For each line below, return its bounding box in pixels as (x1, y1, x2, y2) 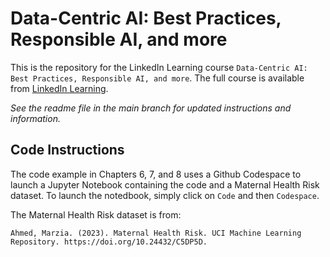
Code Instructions (10, 142, 125, 159)
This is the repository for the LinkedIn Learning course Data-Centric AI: (10, 61, 308, 73)
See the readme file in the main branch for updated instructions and (10, 102, 292, 114)
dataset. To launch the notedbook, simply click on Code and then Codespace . (10, 189, 320, 201)
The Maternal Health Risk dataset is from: (10, 208, 182, 221)
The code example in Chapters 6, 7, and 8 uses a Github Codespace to (10, 168, 302, 180)
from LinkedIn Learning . (10, 82, 109, 94)
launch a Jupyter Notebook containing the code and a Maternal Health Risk (10, 178, 320, 191)
